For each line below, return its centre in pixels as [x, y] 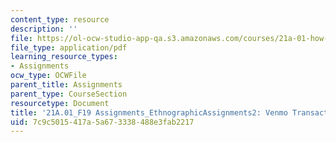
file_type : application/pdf [69, 47]
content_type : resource [60, 19]
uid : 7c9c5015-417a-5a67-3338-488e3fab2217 [102, 122]
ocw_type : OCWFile [48, 76]
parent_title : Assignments [66, 85]
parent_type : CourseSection [69, 94]
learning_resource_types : [64, 57]
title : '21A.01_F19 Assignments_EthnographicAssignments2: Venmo [149, 112]
